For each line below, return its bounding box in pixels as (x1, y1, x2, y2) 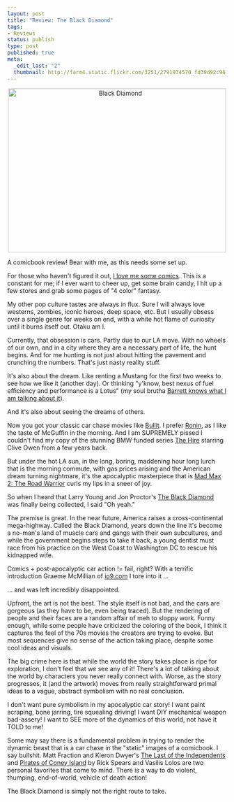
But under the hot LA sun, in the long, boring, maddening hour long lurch (7, 457, 216, 465)
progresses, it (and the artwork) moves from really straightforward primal (7, 679, 217, 687)
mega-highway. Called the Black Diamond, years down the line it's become (7, 521, 223, 529)
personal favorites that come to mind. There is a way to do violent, (7, 766, 197, 774)
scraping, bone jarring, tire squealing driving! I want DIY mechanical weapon (7, 708, 226, 716)
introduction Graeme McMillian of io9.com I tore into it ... (7, 571, 169, 580)
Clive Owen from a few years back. (7, 443, 108, 452)
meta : (7, 56, 23, 63)
